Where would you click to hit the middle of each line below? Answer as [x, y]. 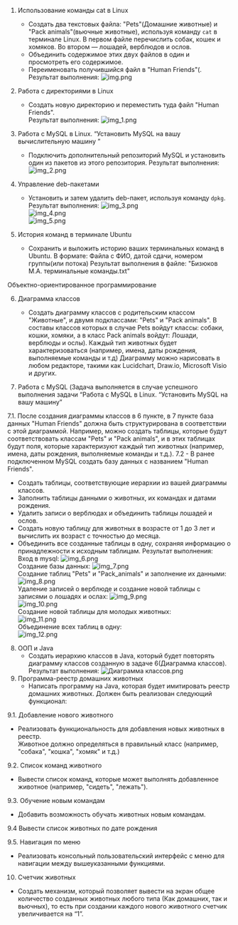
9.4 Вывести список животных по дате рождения [82, 828]
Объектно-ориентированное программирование [82, 285]
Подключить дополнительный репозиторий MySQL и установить [127, 155]
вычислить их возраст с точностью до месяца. [89, 536]
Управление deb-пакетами [58, 184]
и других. [42, 373]
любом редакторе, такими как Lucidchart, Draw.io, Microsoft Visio [128, 366]
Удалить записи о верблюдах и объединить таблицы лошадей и [115, 513]
